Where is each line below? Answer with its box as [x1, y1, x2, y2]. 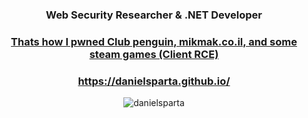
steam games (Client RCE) [89, 47, 219, 61]
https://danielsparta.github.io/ [77, 74, 231, 88]
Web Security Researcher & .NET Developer [45, 8, 263, 22]
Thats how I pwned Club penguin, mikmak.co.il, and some [10, 34, 298, 48]
